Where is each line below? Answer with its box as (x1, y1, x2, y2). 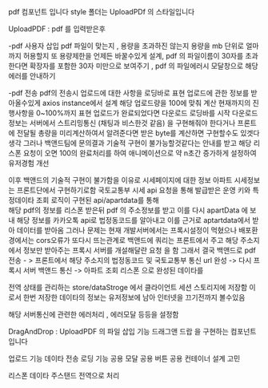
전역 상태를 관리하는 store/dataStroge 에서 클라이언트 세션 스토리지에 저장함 (8, 283, 248, 292)
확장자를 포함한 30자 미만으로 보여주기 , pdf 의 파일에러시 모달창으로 (29, 61, 244, 71)
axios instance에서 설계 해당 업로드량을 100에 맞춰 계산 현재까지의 (42, 99, 251, 107)
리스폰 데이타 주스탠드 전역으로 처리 (8, 371, 120, 380)
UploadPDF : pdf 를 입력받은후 (8, 24, 106, 34)
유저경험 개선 (8, 159, 50, 168)
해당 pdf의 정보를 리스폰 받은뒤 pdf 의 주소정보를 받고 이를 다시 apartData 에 (8, 205, 248, 215)
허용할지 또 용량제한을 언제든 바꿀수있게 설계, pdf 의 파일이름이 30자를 (22, 51, 244, 60)
